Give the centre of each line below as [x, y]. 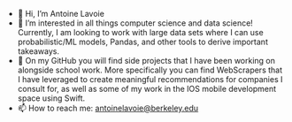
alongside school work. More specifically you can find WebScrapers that [150, 70]
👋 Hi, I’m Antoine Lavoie [61, 14]
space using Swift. [51, 98]
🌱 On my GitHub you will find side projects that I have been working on [146, 61]
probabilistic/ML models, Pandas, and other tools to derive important [142, 42]
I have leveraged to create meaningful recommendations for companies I [150, 79]
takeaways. [38, 51]
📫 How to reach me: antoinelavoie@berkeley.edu [108, 108]
